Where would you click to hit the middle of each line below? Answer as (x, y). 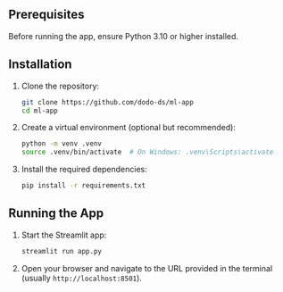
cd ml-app (40, 111)
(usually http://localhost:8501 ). (81, 278)
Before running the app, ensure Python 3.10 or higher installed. (123, 36)
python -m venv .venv (61, 144)
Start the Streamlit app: (64, 235)
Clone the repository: (60, 86)
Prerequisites (46, 15)
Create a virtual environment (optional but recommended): (128, 128)
